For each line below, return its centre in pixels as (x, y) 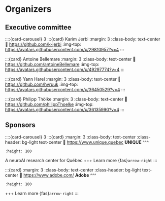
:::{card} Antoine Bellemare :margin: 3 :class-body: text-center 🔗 (70, 59)
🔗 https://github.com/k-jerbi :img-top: (43, 44)
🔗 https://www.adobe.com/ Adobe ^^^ (58, 175)
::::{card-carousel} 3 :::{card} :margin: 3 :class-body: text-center (70, 137)
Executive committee (38, 27)
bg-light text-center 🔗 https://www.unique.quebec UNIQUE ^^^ (85, 142)
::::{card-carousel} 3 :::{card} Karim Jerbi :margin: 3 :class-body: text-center (83, 39)
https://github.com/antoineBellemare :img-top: (52, 64)
